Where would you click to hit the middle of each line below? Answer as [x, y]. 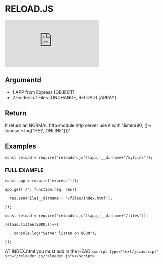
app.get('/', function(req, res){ [41, 189]
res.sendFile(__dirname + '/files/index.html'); [61, 198]
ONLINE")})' [58, 130]
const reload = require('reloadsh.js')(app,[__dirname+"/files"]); [77, 216]
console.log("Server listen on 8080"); [56, 233]
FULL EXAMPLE [24, 170]
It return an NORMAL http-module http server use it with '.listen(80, [74, 125]
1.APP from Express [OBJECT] [43, 92]
